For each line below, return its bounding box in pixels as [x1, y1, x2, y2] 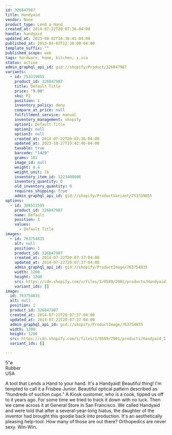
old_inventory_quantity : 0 [14, 184, 72, 189]
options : [5, 198, 24, 203]
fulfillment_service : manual [14, 112, 77, 118]
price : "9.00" [14, 88, 45, 94]
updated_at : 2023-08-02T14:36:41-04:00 [5, 36, 91, 42]
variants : [5, 70, 27, 75]
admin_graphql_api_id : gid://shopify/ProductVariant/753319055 [14, 193, 153, 198]
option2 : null [14, 127, 45, 132]
